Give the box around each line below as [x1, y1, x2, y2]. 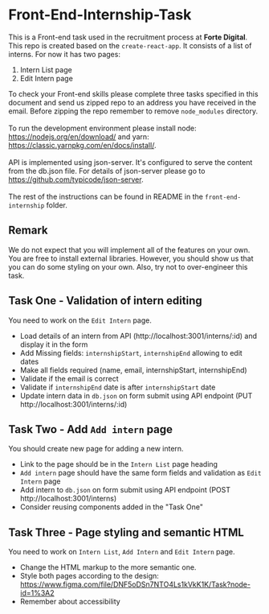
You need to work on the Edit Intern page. [8, 315, 153, 325]
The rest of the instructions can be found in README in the [8, 192, 203, 201]
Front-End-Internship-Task [8, 6, 192, 24]
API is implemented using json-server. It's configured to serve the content [8, 157, 253, 167]
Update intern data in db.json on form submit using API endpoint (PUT [19, 390, 253, 400]
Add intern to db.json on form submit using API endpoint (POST [19, 485, 231, 495]
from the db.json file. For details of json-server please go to [8, 166, 206, 175]
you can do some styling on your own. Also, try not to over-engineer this [8, 262, 248, 271]
